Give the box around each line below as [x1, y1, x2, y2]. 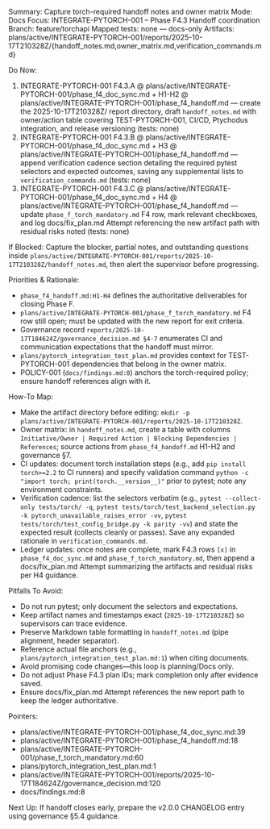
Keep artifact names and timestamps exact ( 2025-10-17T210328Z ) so [19, 610, 244, 619]
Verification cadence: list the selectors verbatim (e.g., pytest [19, 494, 222, 502]
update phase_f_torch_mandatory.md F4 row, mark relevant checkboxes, [19, 210, 258, 219]
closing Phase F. [19, 299, 75, 309]
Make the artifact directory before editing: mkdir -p [19, 407, 190, 417]
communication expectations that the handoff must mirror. [19, 342, 214, 352]
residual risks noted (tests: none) [19, 227, 130, 236]
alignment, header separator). [19, 636, 119, 645]
